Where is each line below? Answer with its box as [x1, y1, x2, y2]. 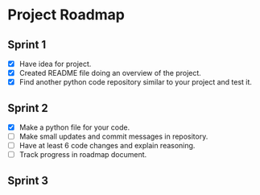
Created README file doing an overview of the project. [19, 68, 202, 78]
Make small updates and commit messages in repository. [19, 131, 208, 142]
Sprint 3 [7, 173, 49, 187]
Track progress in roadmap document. [19, 150, 147, 160]
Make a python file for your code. [19, 122, 130, 132]
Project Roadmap [7, 6, 126, 24]
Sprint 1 [7, 38, 47, 52]
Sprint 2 [7, 101, 49, 114]
